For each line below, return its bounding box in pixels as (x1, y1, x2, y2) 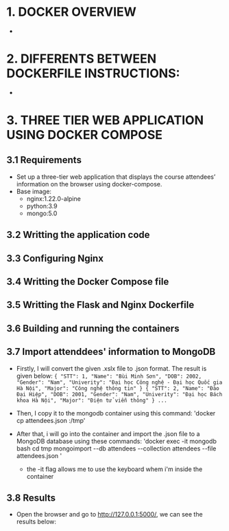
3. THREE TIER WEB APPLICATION (6, 113, 204, 128)
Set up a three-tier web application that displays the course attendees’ (16, 173, 216, 181)
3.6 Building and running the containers (6, 323, 180, 334)
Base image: (16, 187, 52, 195)
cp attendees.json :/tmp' (16, 416, 86, 424)
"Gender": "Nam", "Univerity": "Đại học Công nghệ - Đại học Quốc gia (16, 379, 223, 386)
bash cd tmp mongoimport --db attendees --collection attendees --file (16, 444, 217, 453)
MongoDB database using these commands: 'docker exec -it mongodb (16, 437, 217, 445)
